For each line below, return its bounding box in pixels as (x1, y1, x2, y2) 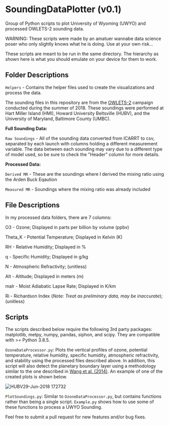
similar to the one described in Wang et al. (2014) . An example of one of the (5, 368, 163, 374)
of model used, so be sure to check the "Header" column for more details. (5, 151, 160, 158)
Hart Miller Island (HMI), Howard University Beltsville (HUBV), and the (5, 110, 150, 116)
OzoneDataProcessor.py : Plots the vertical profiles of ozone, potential (5, 347, 148, 353)
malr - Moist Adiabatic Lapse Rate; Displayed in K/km (5, 283, 116, 289)
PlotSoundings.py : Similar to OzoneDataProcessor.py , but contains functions (5, 394, 162, 400)
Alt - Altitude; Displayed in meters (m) (5, 273, 84, 279)
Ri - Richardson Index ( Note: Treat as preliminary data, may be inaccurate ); (5, 293, 163, 299)
